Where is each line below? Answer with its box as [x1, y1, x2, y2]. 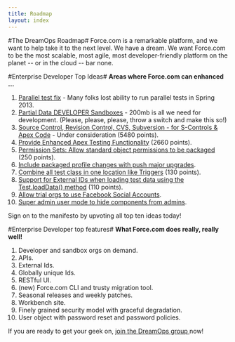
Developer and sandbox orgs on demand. [18, 246, 138, 254]
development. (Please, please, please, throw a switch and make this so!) [18, 115, 227, 124]
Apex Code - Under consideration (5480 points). [18, 131, 159, 139]
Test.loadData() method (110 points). [18, 183, 123, 191]
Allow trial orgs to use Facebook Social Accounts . [18, 190, 162, 199]
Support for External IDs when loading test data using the [18, 175, 184, 183]
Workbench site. [18, 298, 66, 306]
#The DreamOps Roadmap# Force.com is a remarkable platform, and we [8, 36, 218, 44]
